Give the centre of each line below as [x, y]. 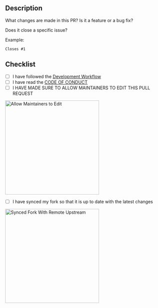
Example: [15, 40]
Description [24, 8]
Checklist [20, 64]
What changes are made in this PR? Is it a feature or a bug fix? [69, 20]
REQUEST [23, 93]
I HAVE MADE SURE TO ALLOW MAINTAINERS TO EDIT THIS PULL [81, 88]
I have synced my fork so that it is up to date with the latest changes [83, 201]
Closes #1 [15, 49]
